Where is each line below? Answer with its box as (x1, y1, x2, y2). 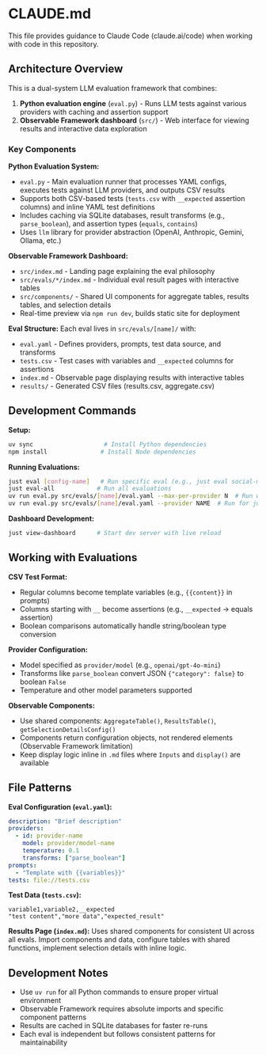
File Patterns (8, 781, 72, 795)
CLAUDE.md (8, 5, 92, 23)
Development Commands (8, 404, 137, 418)
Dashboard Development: (8, 514, 95, 523)
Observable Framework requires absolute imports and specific (19, 1004, 224, 1014)
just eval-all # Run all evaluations (8, 484, 172, 493)
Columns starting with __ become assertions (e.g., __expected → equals (19, 604, 253, 613)
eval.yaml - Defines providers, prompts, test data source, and (19, 340, 222, 349)
